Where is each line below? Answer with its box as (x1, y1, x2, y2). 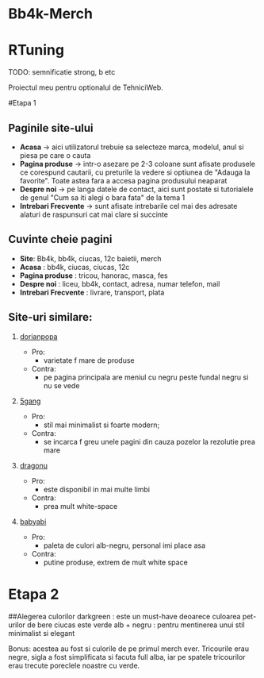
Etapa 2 (8, 585, 59, 603)
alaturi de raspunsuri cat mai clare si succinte (19, 210, 169, 219)
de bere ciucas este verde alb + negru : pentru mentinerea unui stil (27, 620, 245, 630)
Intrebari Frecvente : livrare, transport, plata (19, 287, 165, 297)
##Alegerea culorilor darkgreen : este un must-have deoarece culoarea (8, 611, 241, 621)
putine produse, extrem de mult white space (43, 557, 188, 567)
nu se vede (43, 380, 80, 390)
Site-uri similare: (8, 310, 93, 324)
